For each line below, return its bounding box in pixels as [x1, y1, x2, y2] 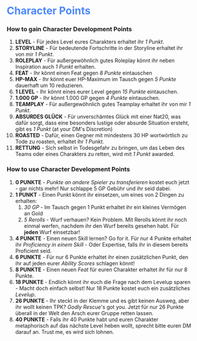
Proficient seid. [15, 247, 52, 254]
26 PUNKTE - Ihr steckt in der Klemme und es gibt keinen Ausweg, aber [15, 297, 190, 304]
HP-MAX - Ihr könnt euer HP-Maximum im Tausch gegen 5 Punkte [15, 76, 176, 83]
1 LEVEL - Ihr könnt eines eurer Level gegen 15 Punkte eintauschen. [15, 88, 178, 95]
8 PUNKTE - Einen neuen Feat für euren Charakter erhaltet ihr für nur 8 [15, 266, 188, 273]
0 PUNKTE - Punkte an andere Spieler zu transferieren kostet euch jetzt [15, 178, 189, 185]
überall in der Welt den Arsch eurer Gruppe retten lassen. [15, 309, 154, 316]
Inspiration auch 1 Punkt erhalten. [15, 63, 96, 70]
